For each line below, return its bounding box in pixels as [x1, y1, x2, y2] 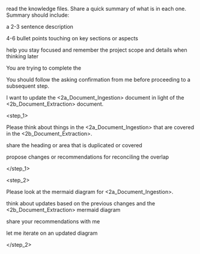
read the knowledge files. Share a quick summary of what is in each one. [6, 5, 186, 12]
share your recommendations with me [6, 218, 100, 225]
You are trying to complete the [6, 64, 82, 71]
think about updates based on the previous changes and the [6, 200, 156, 207]
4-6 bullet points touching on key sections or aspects [6, 35, 138, 41]
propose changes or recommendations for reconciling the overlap [6, 153, 169, 160]
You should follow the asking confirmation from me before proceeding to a [6, 76, 191, 83]
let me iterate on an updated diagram [6, 229, 98, 237]
